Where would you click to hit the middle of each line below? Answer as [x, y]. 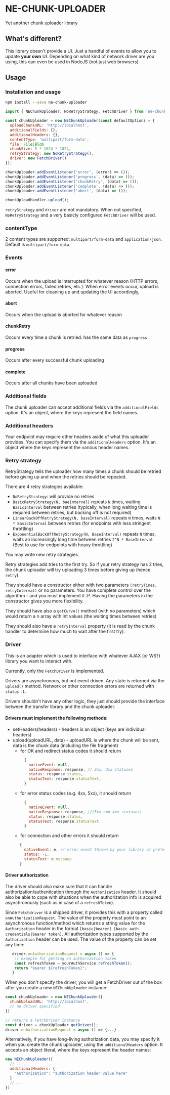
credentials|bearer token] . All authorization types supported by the [77, 934]
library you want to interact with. [39, 661]
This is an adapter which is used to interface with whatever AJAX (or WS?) [83, 655]
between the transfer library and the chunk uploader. [60, 707]
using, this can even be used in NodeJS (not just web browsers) [72, 62]
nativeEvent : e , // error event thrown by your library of [88, 850]
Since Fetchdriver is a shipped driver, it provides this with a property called [84, 912]
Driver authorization [27, 875]
